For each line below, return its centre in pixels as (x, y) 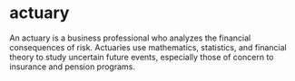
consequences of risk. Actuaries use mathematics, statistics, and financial (148, 47)
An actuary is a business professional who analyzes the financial (130, 38)
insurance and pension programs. (73, 67)
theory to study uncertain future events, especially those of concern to (142, 57)
